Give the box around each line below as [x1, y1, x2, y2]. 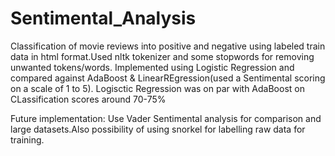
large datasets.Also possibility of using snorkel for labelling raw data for [10, 123, 306, 135]
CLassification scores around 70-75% [10, 93, 167, 105]
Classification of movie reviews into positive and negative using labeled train [10, 40, 326, 52]
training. [10, 133, 45, 146]
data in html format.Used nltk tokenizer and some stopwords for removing [10, 50, 315, 62]
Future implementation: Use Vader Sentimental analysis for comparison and [10, 112, 322, 124]
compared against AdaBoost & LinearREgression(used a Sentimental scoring [10, 72, 326, 84]
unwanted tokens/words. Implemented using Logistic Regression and [10, 61, 295, 73]
